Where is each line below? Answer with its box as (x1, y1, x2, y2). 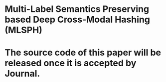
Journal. (4, 68, 40, 80)
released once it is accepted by (4, 58, 137, 69)
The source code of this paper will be (4, 47, 162, 58)
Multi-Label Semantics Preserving (4, 3, 150, 15)
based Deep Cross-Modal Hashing (4, 14, 151, 25)
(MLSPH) (4, 25, 43, 36)
